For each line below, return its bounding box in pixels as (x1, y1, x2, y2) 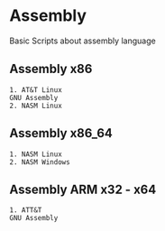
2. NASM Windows (9, 157, 70, 167)
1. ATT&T (9, 206, 42, 215)
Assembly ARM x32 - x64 (9, 181, 157, 197)
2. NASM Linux (9, 101, 63, 110)
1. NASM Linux (9, 150, 63, 159)
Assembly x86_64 (9, 125, 113, 141)
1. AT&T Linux (9, 85, 63, 95)
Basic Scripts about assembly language (9, 35, 156, 46)
